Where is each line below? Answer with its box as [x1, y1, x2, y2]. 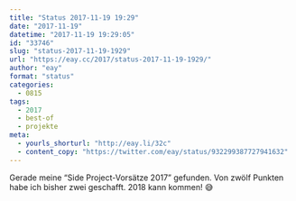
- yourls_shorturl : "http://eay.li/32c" [17, 139, 171, 148]
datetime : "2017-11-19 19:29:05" [9, 30, 135, 39]
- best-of [17, 114, 54, 123]
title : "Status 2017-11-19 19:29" [9, 13, 140, 23]
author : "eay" [9, 64, 63, 73]
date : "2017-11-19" [9, 22, 83, 31]
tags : [9, 96, 30, 106]
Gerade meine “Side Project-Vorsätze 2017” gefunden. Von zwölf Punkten [9, 172, 284, 183]
